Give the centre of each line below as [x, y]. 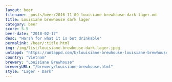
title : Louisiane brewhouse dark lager [48, 19]
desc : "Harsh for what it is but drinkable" [53, 39]
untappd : [15, 52]
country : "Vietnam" [26, 57]
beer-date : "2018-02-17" [32, 34]
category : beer [21, 24]
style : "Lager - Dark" [29, 72]
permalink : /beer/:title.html [38, 43]
